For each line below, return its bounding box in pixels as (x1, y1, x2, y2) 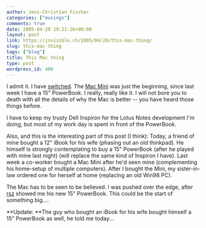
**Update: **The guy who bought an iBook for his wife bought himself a (6, 208, 192, 216)
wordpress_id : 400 (6, 66, 53, 72)
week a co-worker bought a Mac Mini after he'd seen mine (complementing (6, 159, 198, 166)
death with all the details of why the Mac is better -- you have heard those (6, 96, 194, 103)
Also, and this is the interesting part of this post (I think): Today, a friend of (6, 132, 195, 140)
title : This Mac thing (6, 55, 65, 61)
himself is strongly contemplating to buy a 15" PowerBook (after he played (6, 145, 194, 153)
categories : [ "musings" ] (6, 15, 70, 21)
